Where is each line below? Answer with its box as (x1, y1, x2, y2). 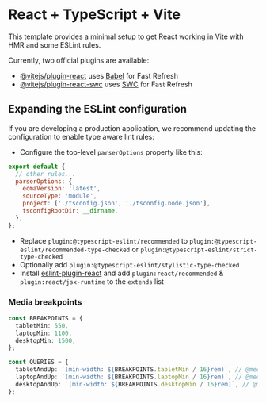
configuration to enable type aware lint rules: (8, 132, 154, 141)
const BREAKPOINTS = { (8, 314, 83, 322)
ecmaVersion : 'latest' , (22, 185, 101, 193)
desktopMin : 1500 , (15, 336, 77, 344)
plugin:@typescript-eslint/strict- (140, 246, 258, 254)
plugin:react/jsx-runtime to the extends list (19, 276, 165, 286)
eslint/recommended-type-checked (19, 246, 131, 254)
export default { (8, 163, 66, 171)
